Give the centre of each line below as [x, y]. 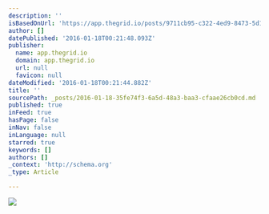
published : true [35, 105]
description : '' [35, 16]
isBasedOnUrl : [32, 23]
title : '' [25, 90]
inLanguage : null [37, 135]
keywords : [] [30, 150]
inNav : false [30, 127]
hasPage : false [34, 120]
